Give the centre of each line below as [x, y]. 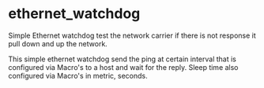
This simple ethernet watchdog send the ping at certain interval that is [123, 59]
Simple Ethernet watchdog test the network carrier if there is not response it [132, 35]
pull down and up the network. [58, 43]
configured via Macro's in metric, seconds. [78, 75]
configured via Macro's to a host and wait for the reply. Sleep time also [123, 67]
